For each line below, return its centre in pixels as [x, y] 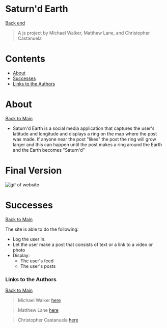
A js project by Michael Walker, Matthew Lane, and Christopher [84, 33]
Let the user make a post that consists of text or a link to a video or [83, 244]
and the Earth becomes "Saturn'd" [49, 150]
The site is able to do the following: [42, 229]
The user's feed [37, 261]
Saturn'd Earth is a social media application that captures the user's [83, 128]
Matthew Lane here [38, 310]
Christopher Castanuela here [48, 320]
